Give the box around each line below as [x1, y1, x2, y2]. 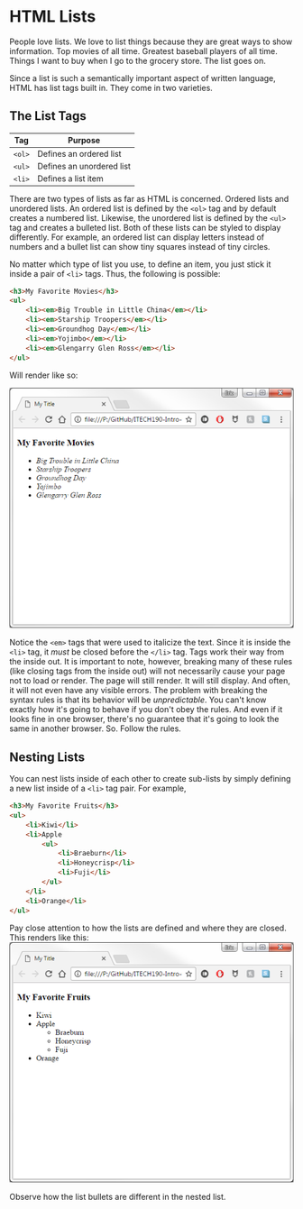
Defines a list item [37, 173, 104, 184]
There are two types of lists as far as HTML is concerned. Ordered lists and [9, 193, 289, 204]
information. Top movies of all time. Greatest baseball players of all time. [9, 45, 278, 56]
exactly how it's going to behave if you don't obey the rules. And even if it [9, 704, 283, 715]
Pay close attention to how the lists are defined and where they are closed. [9, 922, 287, 933]
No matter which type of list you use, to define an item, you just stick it [9, 259, 271, 270]
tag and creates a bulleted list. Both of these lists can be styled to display [9, 222, 281, 233]
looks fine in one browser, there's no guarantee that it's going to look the [9, 714, 280, 725]
